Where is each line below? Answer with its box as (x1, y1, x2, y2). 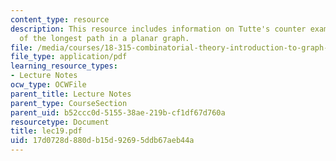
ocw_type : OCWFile (10, 80, 87, 90)
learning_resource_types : (10, 61, 118, 71)
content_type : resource (10, 14, 110, 25)
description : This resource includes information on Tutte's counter (10, 24, 307, 34)
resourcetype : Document (10, 117, 110, 127)
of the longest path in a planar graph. (19, 33, 190, 43)
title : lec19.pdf (10, 126, 83, 136)
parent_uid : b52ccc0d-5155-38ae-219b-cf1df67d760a (10, 107, 226, 118)
